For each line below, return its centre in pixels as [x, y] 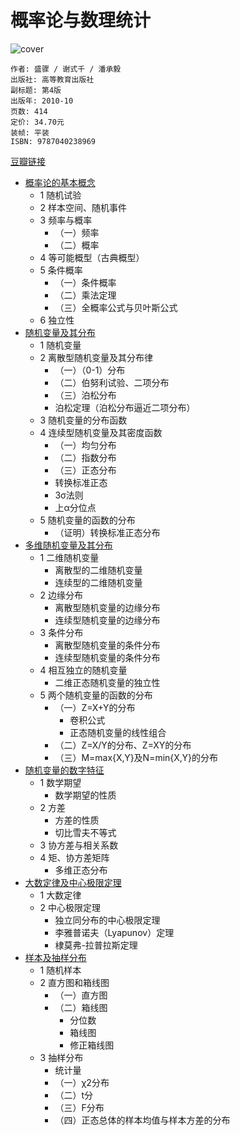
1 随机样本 [60, 970]
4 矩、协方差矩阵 [74, 857]
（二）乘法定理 [85, 295]
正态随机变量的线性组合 [118, 732]
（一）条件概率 [85, 282]
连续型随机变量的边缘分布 [107, 620]
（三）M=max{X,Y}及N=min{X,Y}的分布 [136, 757]
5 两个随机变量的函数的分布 [96, 695]
